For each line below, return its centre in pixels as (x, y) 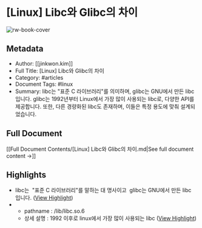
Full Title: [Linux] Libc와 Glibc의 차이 (59, 71)
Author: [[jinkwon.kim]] (44, 63)
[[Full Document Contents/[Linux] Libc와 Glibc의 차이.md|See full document (100, 149)
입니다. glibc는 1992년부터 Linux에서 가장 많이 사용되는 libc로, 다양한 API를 (105, 98)
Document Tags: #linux (44, 84)
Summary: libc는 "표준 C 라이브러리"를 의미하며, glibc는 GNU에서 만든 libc (105, 91)
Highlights (26, 175)
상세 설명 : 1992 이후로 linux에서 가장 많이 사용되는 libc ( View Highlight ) (110, 218)
